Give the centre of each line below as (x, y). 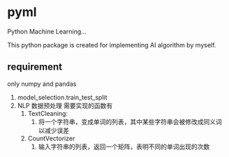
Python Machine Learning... (47, 31)
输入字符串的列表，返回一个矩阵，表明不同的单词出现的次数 (124, 147)
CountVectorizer (51, 138)
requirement (35, 67)
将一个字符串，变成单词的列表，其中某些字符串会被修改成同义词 (130, 121)
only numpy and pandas (42, 84)
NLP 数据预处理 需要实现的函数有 (65, 105)
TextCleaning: (48, 113)
